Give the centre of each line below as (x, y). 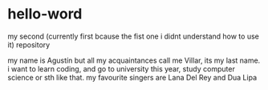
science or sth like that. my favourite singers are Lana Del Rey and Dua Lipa (132, 77)
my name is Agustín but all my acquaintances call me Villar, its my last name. (134, 60)
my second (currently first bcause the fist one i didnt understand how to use (134, 36)
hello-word (45, 14)
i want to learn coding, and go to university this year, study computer (122, 68)
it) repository (29, 44)
